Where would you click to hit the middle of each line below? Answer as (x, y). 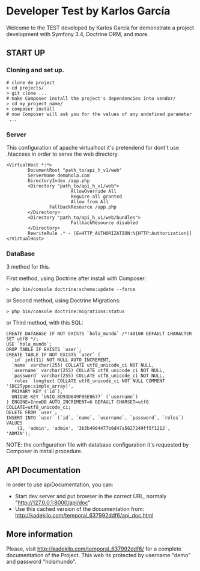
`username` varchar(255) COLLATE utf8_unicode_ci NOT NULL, (88, 371)
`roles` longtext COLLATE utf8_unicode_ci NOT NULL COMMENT (88, 381)
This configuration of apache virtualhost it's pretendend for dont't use (92, 147)
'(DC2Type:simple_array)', (40, 386)
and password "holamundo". (41, 561)
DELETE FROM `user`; (32, 413)
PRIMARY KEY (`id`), (37, 392)
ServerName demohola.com (59, 176)
